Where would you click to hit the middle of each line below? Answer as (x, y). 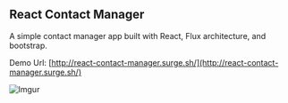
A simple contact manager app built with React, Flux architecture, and (138, 36)
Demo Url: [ (30, 62)
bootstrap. (28, 45)
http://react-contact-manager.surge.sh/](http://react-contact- (165, 62)
